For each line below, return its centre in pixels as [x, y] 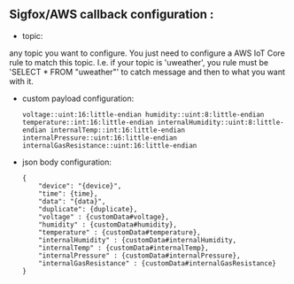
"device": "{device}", [80, 186]
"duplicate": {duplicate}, [88, 209]
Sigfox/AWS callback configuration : [112, 15]
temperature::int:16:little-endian [88, 122]
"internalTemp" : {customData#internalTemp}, [124, 248]
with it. [21, 81]
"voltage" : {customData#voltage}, [104, 217]
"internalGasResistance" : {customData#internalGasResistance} [157, 263]
